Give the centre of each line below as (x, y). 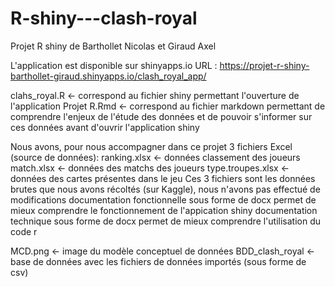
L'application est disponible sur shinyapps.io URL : (114, 65)
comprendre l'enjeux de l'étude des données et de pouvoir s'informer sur (161, 116)
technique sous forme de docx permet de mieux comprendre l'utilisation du (166, 221)
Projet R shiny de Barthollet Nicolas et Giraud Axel (113, 46)
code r (24, 231)
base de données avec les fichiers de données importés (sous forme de (158, 261)
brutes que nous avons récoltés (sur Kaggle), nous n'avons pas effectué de (165, 189)
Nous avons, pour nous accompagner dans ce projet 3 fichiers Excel (151, 146)
